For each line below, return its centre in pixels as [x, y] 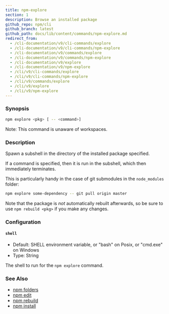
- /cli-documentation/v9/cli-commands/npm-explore [65, 48]
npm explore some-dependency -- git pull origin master [66, 193]
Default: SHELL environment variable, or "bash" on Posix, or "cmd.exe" [88, 244]
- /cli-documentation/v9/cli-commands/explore [60, 43]
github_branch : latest [29, 29]
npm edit [22, 295]
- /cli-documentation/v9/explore [46, 62]
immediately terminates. [31, 169]
